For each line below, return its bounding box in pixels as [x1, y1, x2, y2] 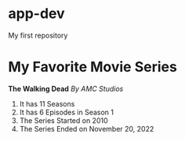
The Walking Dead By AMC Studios [8, 84, 124, 93]
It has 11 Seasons [19, 99, 75, 108]
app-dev [8, 5, 65, 23]
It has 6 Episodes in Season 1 [19, 107, 114, 117]
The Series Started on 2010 [19, 115, 108, 125]
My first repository [8, 31, 68, 40]
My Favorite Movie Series [8, 58, 178, 76]
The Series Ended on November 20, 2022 [19, 124, 154, 133]
